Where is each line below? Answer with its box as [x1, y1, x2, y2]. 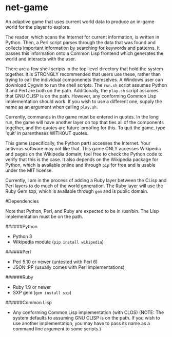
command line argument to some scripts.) [12, 325, 102, 332]
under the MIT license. [5, 167, 53, 173]
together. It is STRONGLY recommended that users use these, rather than [5, 71, 161, 77]
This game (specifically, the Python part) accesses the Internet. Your [5, 140, 150, 146]
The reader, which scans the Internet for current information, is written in [5, 34, 160, 40]
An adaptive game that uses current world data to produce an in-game [5, 18, 155, 25]
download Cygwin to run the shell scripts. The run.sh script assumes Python [5, 82, 167, 88]
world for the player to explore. [5, 24, 71, 30]
